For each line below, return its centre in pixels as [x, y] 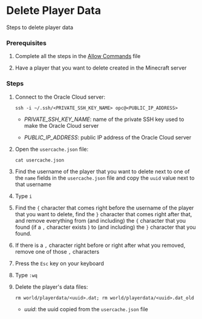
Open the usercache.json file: [52, 149]
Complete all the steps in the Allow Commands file [78, 56]
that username [33, 184]
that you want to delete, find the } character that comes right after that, [103, 214]
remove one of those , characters [57, 251]
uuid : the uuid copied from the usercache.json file [86, 309]
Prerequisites [26, 43]
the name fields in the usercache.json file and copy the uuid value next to [105, 178]
